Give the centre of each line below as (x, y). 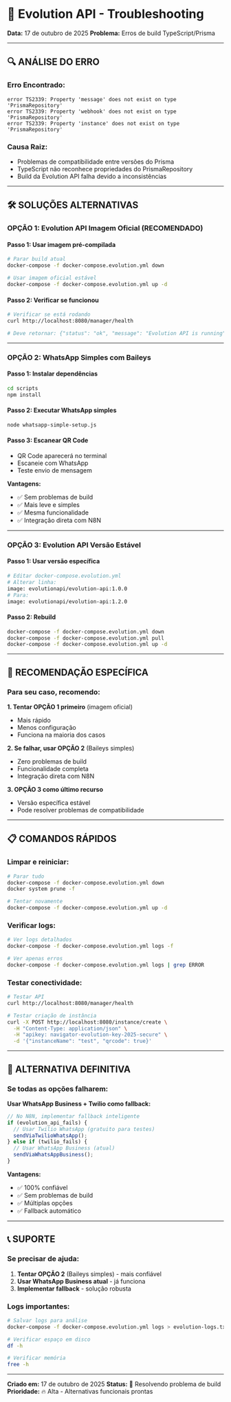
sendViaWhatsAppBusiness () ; (54, 1155)
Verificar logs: (32, 925)
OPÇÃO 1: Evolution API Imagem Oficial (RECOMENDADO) (105, 228)
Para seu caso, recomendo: (54, 692)
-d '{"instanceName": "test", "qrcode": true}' (83, 1042)
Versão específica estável (54, 802)
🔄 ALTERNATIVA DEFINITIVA (69, 1069)
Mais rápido (34, 720)
